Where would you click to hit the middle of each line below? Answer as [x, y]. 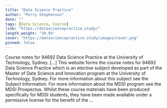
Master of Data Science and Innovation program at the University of [76, 73]
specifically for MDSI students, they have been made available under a [79, 94]
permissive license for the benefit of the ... [49, 100]
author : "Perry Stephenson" [35, 15]
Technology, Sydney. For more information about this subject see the [77, 78]
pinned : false [20, 43]
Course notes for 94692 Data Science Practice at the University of [74, 57]
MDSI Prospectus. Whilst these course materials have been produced [77, 89]
